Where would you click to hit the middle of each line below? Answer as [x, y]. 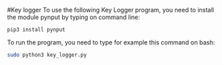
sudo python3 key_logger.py [47, 55]
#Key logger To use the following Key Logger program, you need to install [111, 10]
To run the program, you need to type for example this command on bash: [111, 42]
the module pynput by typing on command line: [73, 17]
